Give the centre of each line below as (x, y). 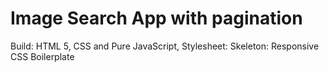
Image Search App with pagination (156, 18)
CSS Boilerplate (42, 56)
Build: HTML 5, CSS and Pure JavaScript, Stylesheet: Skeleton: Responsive (165, 46)
